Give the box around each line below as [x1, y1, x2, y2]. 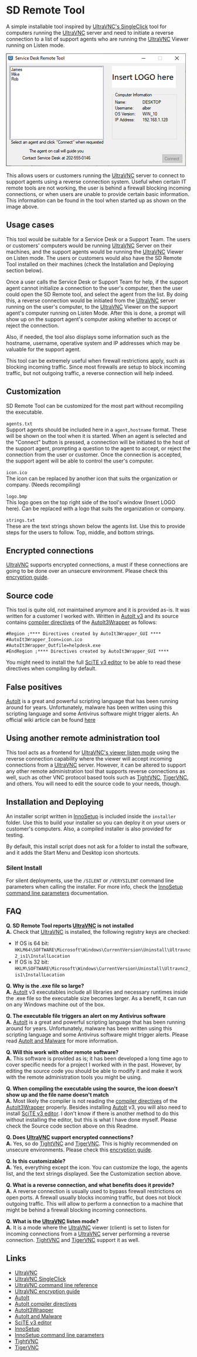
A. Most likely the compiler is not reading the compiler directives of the [6, 1097, 178, 1104]
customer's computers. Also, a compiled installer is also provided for [6, 825, 172, 832]
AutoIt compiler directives [14, 1300, 77, 1307]
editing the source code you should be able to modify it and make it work [6, 1067, 183, 1074]
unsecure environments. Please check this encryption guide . [6, 1146, 152, 1153]
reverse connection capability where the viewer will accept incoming [6, 755, 172, 762]
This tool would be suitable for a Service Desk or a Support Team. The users [6, 235, 191, 242]
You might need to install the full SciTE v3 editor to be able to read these [6, 659, 181, 666]
